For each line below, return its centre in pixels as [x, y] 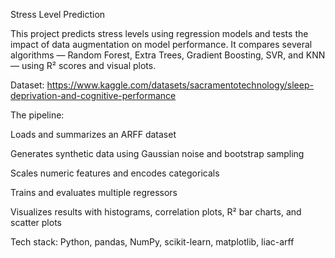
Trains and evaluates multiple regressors [94, 192]
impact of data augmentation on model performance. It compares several [161, 44]
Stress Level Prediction [58, 14]
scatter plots [36, 222]
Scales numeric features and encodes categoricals [115, 173]
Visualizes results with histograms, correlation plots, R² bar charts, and [156, 212]
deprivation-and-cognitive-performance [93, 95]
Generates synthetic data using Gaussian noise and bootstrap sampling [157, 153]
